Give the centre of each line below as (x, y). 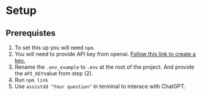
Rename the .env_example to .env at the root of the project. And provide (104, 67)
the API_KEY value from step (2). (54, 73)
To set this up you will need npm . (55, 47)
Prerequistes (31, 33)
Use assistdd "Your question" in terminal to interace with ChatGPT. (100, 86)
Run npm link (31, 80)
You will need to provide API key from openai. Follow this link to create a (105, 54)
